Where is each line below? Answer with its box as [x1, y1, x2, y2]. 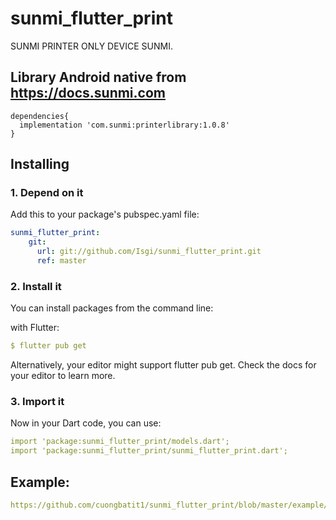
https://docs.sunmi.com [10, 85, 166, 102]
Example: [10, 473, 70, 491]
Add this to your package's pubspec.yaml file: [10, 208, 200, 221]
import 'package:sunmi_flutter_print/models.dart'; [10, 437, 230, 447]
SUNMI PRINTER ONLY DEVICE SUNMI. [10, 40, 173, 52]
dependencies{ [10, 111, 70, 121]
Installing [10, 156, 70, 173]
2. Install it [10, 279, 62, 293]
